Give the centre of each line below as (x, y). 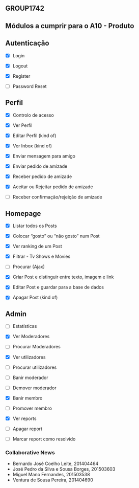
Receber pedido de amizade (42, 176)
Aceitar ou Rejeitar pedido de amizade (53, 187)
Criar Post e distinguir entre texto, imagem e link (63, 277)
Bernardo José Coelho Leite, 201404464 (55, 464)
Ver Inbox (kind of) (32, 146)
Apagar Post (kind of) (35, 297)
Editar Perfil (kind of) (34, 136)
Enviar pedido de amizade (40, 166)
